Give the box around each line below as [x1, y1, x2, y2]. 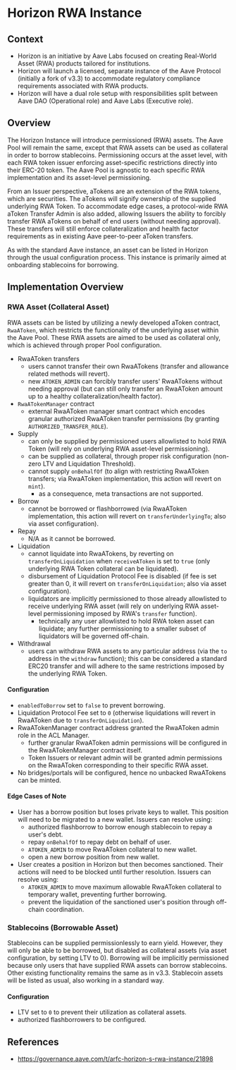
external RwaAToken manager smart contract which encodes [27, 407, 206, 415]
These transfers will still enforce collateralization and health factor [7, 224, 199, 233]
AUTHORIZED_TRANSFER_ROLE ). [27, 422, 108, 430]
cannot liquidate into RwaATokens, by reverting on [27, 549, 174, 558]
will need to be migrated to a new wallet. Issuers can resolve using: [17, 815, 213, 823]
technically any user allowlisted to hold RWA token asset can [38, 616, 215, 625]
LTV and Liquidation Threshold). [42, 459, 136, 468]
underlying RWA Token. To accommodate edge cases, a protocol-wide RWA [7, 202, 228, 210]
